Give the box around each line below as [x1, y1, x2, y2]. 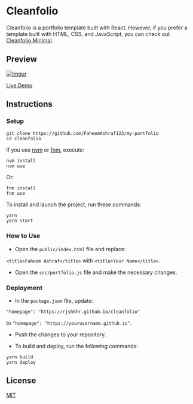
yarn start [6, 218, 33, 224]
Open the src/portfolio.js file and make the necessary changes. [14, 269, 177, 276]
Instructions [6, 99, 53, 109]
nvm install [6, 158, 36, 164]
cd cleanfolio [6, 136, 42, 142]
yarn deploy [6, 360, 36, 366]
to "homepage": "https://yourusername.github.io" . [6, 319, 132, 327]
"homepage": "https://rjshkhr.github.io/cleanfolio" [6, 309, 140, 315]
